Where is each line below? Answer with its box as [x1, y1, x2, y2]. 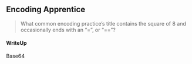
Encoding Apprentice [6, 5, 86, 15]
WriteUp [6, 40, 28, 47]
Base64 [6, 52, 25, 60]
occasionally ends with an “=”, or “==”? [20, 26, 116, 33]
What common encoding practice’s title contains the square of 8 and [20, 20, 186, 27]
